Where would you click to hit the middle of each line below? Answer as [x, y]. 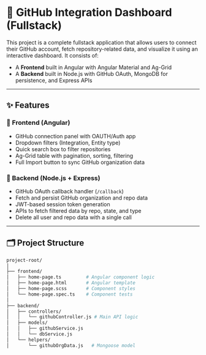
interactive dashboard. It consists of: [53, 55]
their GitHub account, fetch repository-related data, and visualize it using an [102, 49]
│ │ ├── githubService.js [45, 329]
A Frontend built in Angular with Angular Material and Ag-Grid [93, 67]
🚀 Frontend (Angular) [38, 123]
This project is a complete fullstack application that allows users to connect [101, 42]
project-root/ [25, 260]
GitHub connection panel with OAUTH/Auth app [75, 136]
